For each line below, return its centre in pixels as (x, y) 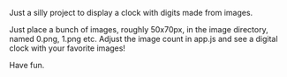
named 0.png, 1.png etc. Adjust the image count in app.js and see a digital (143, 39)
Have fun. (27, 65)
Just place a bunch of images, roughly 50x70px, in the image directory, (139, 29)
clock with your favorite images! (68, 48)
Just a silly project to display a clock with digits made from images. (131, 13)
